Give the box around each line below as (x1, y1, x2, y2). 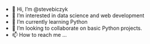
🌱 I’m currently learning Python (11, 18, 88, 25)
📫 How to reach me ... (11, 32, 67, 38)
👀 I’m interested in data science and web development (11, 12, 145, 19)
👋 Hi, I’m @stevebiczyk (11, 6, 68, 12)
